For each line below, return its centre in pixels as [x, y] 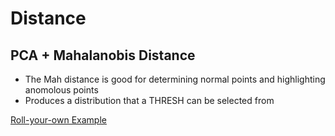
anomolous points [61, 90]
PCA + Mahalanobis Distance [103, 55]
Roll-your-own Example [58, 120]
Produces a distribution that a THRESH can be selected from [149, 100]
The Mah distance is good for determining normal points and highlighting [175, 79]
